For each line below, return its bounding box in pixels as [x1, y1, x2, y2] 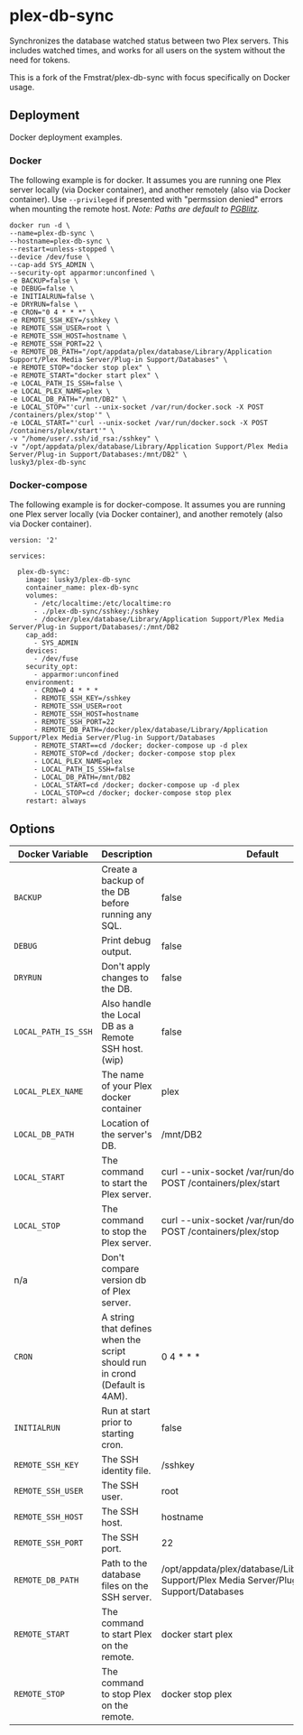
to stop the [101, 1225, 147, 1238]
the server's [101, 1128, 152, 1141]
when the [101, 1333, 142, 1346]
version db [101, 1274, 147, 1286]
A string [101, 1311, 135, 1323]
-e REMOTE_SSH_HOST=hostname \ [9, 331, 127, 341]
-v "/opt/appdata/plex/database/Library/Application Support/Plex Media [9, 442, 289, 451]
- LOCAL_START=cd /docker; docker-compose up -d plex [32, 781, 241, 790]
